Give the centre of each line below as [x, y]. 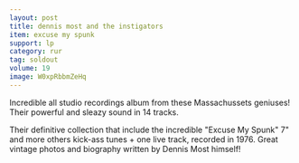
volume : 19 [30, 69]
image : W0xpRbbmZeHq [48, 77]
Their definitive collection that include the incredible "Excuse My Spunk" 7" [149, 129]
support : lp [32, 43]
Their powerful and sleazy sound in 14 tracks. [94, 112]
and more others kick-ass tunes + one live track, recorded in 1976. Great [144, 139]
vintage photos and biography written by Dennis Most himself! [125, 149]
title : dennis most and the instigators [87, 26]
